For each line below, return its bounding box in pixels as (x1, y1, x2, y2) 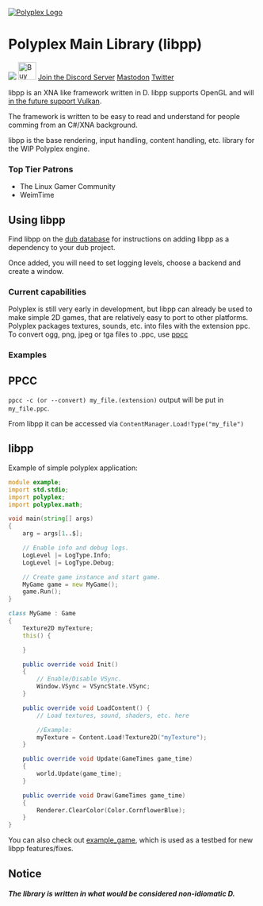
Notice (8, 866, 42, 881)
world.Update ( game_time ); (36, 770, 123, 778)
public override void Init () (22, 660, 119, 669)
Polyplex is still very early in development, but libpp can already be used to (8, 304, 253, 314)
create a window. (8, 267, 64, 276)
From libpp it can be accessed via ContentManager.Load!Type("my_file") (8, 419, 244, 429)
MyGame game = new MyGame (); (22, 580, 119, 588)
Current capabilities (8, 286, 87, 297)
